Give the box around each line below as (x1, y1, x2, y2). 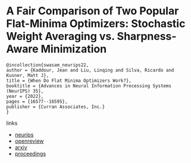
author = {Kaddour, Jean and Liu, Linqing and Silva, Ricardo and (6, 67, 174, 73)
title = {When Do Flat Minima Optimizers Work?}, (6, 78, 132, 84)
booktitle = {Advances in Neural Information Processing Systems (6, 82, 171, 89)
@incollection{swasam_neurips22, (6, 61, 89, 68)
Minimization (40, 42, 107, 56)
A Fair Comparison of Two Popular (6, 4, 179, 18)
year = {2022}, (6, 93, 44, 99)
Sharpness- (117, 30, 177, 43)
